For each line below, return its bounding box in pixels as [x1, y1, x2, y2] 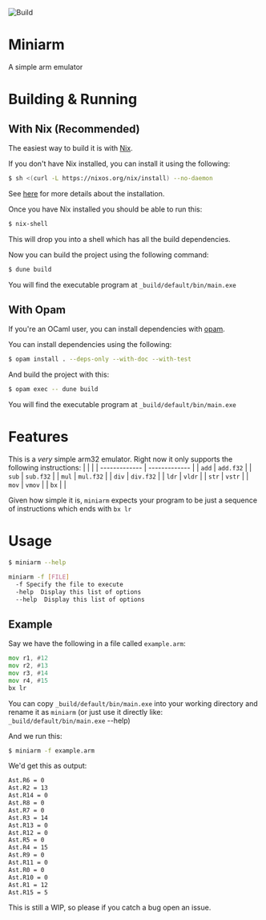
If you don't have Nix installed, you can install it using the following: [8, 159, 231, 168]
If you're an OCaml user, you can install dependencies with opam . [8, 325, 226, 334]
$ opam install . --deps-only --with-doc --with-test [8, 355, 192, 364]
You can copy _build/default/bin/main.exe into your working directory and [8, 698, 258, 708]
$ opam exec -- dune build [8, 385, 99, 393]
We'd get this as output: [8, 761, 87, 771]
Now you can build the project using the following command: [8, 249, 209, 260]
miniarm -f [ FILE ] [8, 573, 70, 581]
